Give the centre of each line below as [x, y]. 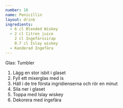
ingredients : [19, 24]
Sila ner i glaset [29, 89]
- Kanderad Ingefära [32, 48]
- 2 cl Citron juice [32, 34]
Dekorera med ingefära [37, 100]
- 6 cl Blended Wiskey [34, 29]
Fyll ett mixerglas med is [38, 78]
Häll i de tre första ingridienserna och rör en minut [65, 83]
